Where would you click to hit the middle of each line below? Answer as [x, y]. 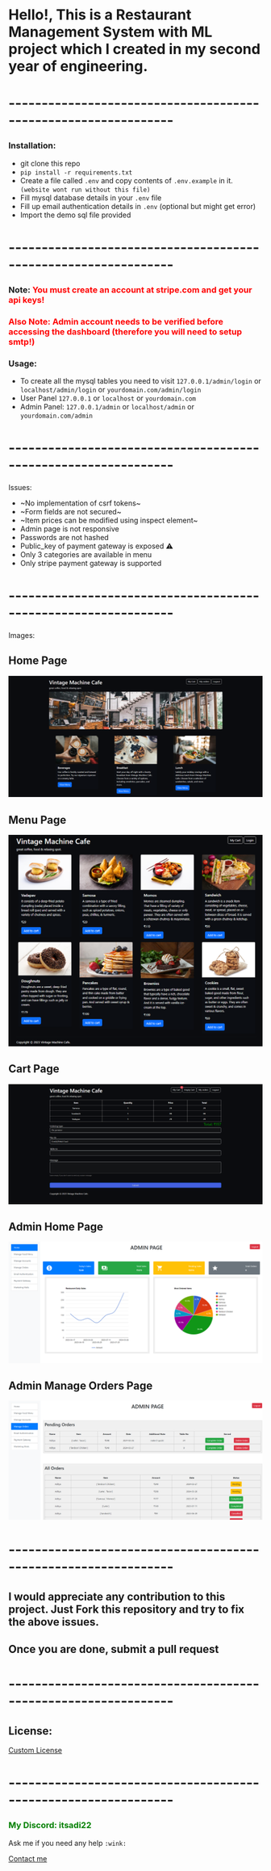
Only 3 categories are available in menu [86, 554]
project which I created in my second [134, 49]
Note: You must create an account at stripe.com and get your [130, 290]
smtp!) [22, 342]
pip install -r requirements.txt [76, 172]
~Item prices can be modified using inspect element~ [109, 520]
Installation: [32, 145]
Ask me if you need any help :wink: [67, 1843]
